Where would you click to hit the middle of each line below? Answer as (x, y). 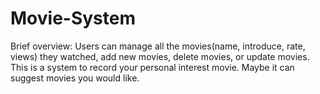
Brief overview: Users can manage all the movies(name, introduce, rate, (158, 46)
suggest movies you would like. (75, 78)
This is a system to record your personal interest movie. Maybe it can (152, 67)
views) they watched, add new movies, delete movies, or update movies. (160, 56)
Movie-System (73, 18)
